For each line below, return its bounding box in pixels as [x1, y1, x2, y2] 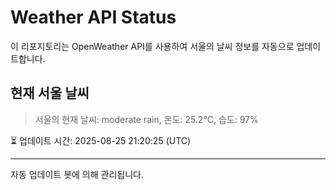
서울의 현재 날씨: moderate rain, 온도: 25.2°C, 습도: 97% [34, 113, 259, 125]
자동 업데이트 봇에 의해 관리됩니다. [10, 168, 144, 180]
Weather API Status [10, 6, 177, 29]
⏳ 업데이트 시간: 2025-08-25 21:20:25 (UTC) [10, 134, 192, 146]
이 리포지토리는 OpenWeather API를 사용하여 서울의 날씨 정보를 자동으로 [10, 40, 295, 52]
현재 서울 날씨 [10, 85, 90, 102]
